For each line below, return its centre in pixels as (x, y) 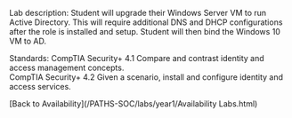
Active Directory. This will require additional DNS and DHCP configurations (146, 22)
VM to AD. (28, 41)
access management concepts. (67, 67)
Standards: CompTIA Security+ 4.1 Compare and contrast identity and (137, 58)
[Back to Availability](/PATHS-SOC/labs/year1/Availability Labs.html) (134, 104)
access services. (40, 87)
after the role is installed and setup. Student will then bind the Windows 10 (145, 31)
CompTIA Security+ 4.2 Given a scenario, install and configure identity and (146, 77)
